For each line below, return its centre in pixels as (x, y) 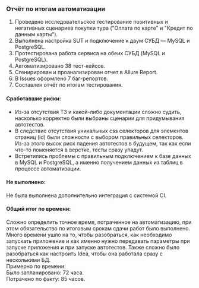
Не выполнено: (26, 182)
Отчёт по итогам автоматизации (56, 9)
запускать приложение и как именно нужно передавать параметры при (98, 241)
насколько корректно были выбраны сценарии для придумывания (99, 118)
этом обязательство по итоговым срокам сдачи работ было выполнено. (98, 228)
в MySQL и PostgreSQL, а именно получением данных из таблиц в (99, 162)
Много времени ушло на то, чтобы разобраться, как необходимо (89, 235)
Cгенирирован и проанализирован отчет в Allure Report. (86, 72)
